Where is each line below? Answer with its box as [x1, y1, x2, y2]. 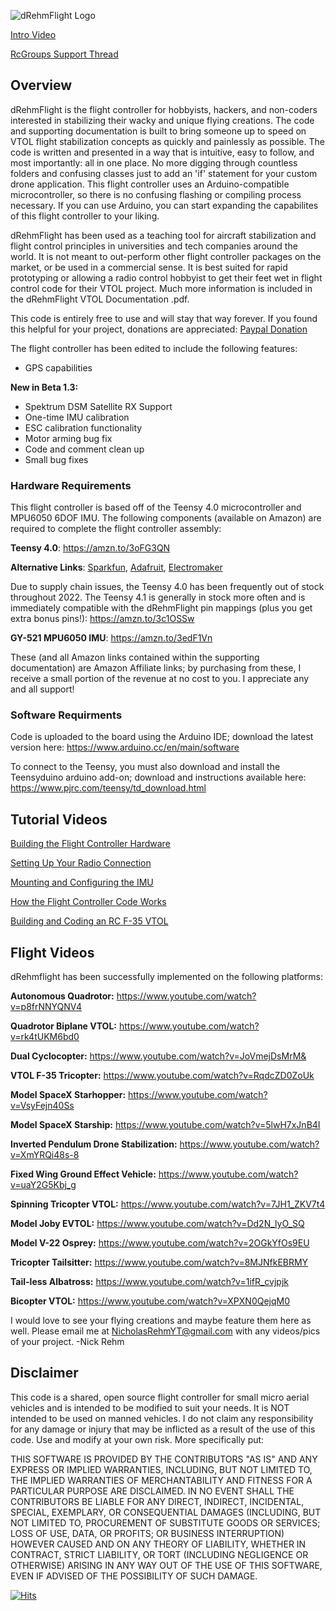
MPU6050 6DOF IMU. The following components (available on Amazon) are [10, 512, 322, 524]
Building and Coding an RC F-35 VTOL [10, 915, 169, 927]
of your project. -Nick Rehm [10, 1336, 125, 1348]
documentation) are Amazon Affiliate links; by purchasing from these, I [10, 662, 302, 674]
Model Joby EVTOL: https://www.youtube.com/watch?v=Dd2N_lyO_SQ [10, 1218, 305, 1230]
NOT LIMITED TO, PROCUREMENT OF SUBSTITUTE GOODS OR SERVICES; [10, 1516, 321, 1529]
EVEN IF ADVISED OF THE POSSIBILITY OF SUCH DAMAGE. [10, 1570, 258, 1582]
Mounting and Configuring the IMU [10, 876, 154, 889]
